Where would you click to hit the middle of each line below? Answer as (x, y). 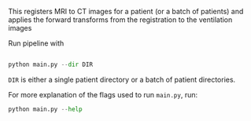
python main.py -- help (45, 109)
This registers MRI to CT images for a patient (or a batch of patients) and (126, 11)
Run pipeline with (36, 43)
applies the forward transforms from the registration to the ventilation (120, 20)
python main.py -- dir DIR (50, 64)
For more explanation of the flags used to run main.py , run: (103, 94)
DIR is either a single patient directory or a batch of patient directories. (122, 79)
